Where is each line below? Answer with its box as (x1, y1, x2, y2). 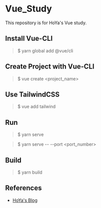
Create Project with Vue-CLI (5, 62, 94, 71)
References (5, 184, 42, 192)
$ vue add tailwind (17, 104, 56, 110)
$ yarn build (17, 169, 42, 175)
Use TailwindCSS (5, 90, 60, 99)
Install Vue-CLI (5, 34, 53, 43)
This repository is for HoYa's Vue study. (5, 20, 86, 26)
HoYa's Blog (12, 197, 37, 203)
